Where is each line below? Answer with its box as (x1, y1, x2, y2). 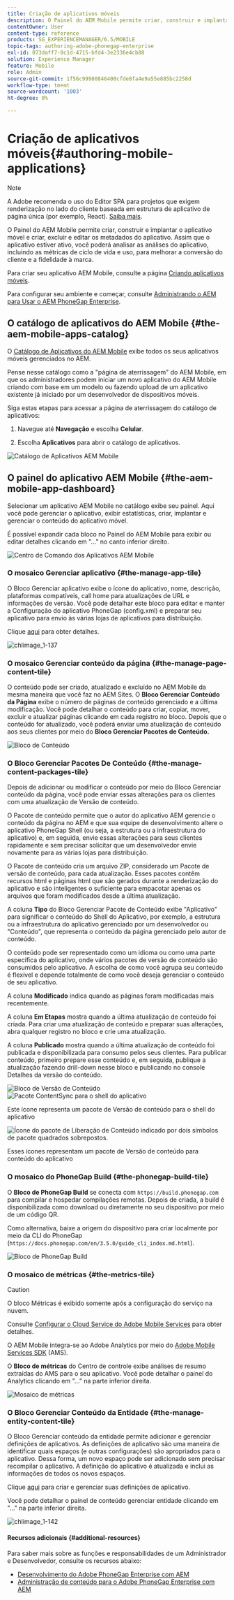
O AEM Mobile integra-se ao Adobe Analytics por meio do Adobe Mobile (7, 1341, 215, 1349)
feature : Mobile (7, 62, 54, 69)
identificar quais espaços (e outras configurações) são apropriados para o (7, 1447, 221, 1455)
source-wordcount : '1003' (7, 88, 82, 95)
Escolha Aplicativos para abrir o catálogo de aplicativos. (17, 438, 181, 446)
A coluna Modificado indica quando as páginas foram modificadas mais (7, 991, 214, 1000)
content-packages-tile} (7, 767, 89, 777)
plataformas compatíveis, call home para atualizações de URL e (7, 591, 190, 599)
